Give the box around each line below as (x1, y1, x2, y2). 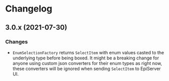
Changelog (5, 3, 52, 15)
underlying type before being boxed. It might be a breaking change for (12, 55, 159, 61)
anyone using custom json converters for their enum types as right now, (12, 60, 162, 66)
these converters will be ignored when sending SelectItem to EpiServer (12, 65, 161, 71)
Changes (5, 38, 28, 45)
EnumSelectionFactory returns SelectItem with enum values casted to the (12, 49, 164, 55)
